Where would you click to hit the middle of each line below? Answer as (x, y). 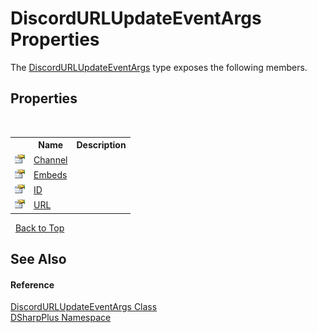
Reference (32, 284)
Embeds (50, 174)
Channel (50, 159)
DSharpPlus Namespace (61, 318)
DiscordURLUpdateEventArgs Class (84, 307)
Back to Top (39, 228)
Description (101, 145)
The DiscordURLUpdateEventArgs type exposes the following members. (159, 67)
